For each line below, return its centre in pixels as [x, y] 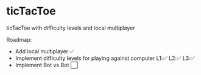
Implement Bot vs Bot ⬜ [46, 65]
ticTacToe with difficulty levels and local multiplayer [71, 28]
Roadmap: [19, 39]
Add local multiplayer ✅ [45, 51]
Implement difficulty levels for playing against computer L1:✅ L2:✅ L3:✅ [105, 58]
